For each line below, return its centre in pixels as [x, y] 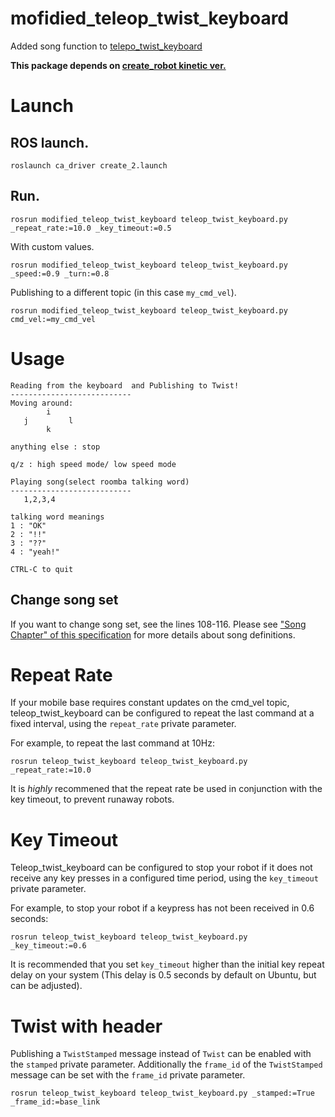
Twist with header [86, 1026]
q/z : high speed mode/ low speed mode [93, 464]
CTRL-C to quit [42, 569]
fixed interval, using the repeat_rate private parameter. [123, 724]
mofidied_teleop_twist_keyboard [150, 18]
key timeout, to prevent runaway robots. [92, 799]
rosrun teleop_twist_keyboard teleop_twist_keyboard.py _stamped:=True [162, 1093]
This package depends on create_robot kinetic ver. [118, 65]
